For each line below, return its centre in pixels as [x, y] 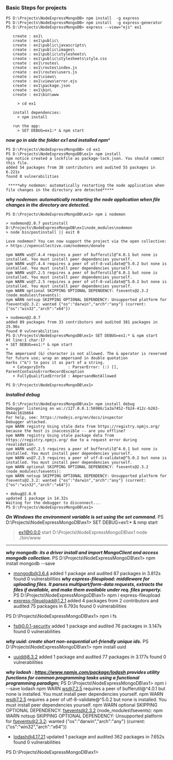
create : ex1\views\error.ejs [45, 81]
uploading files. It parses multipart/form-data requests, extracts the [88, 584]
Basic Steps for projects [36, 8]
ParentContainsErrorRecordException [45, 372]
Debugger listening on [30, 409]
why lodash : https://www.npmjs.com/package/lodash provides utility [83, 672]
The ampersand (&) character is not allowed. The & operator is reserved [86, 354]
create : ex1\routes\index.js [45, 68]
